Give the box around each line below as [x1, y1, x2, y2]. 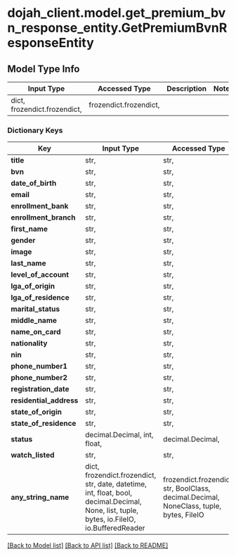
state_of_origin [11, 407, 62, 417]
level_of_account [11, 270, 69, 279]
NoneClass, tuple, [162, 501, 222, 511]
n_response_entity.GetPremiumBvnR [7, 20, 228, 36]
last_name [11, 258, 46, 268]
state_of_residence [11, 419, 77, 429]
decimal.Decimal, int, [85, 430, 154, 440]
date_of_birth [11, 178, 57, 188]
